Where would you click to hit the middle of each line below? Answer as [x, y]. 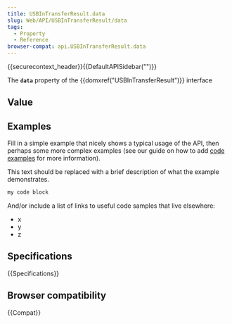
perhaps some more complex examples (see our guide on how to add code [116, 151]
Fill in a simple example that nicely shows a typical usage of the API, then [113, 143]
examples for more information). [54, 158]
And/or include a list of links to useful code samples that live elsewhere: [111, 206]
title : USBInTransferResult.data [56, 14]
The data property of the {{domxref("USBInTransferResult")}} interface [110, 80]
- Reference [31, 40]
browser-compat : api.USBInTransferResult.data [77, 46]
